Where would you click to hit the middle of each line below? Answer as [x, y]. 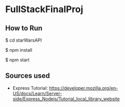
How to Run [24, 28]
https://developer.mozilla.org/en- [84, 88]
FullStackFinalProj [44, 9]
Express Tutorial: [30, 88]
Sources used [27, 76]
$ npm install [19, 50]
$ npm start [17, 60]
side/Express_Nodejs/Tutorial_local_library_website [66, 99]
